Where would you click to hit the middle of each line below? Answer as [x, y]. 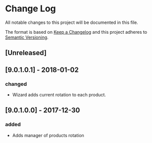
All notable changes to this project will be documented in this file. [72, 22]
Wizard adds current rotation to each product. [59, 95]
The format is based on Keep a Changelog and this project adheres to [76, 32]
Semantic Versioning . [27, 37]
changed [16, 84]
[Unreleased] [26, 53]
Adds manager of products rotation [48, 135]
